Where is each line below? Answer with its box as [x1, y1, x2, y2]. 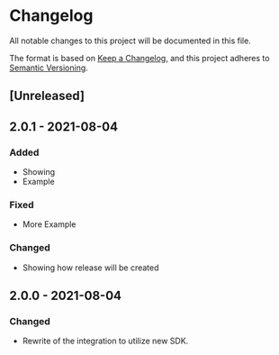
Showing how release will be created [22, 262, 159, 273]
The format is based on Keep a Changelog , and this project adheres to [9, 52, 270, 63]
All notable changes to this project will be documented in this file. [9, 35, 252, 46]
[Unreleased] [9, 88, 85, 104]
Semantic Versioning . [9, 62, 88, 73]
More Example [22, 219, 76, 230]
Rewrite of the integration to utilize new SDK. [22, 335, 189, 347]
